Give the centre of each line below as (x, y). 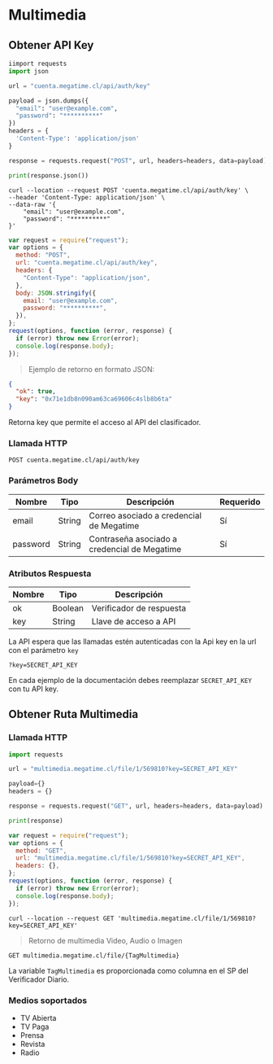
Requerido (240, 501)
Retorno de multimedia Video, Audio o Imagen (105, 940)
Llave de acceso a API (134, 621)
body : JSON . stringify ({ (56, 293)
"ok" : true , (36, 392)
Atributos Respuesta (50, 573)
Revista (32, 1044)
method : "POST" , (43, 255)
